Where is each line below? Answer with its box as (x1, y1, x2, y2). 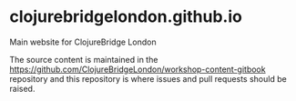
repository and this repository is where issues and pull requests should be (9, 73, 287, 84)
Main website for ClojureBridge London (9, 36, 157, 47)
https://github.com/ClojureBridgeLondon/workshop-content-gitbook (9, 64, 266, 75)
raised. (9, 83, 36, 94)
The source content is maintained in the (9, 54, 158, 65)
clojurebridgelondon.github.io (9, 6, 243, 27)
